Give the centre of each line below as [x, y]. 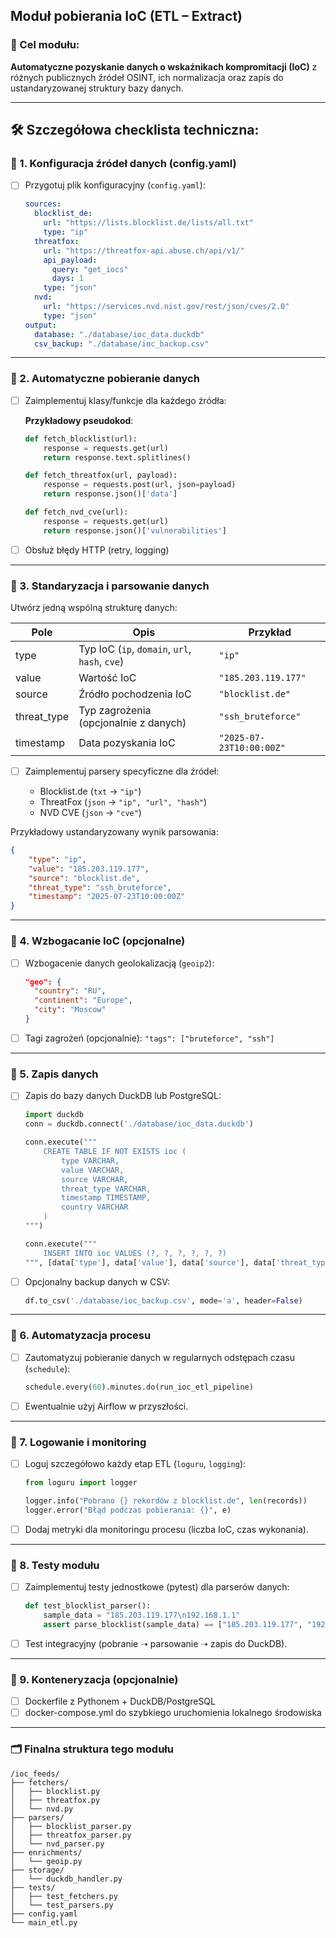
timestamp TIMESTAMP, [106, 1198]
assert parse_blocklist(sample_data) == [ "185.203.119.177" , [173, 1624]
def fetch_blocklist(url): [81, 439]
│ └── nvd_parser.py [57, 1844]
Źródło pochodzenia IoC [135, 694]
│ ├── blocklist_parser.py [71, 1826]
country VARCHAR [95, 1207]
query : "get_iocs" [90, 269]
